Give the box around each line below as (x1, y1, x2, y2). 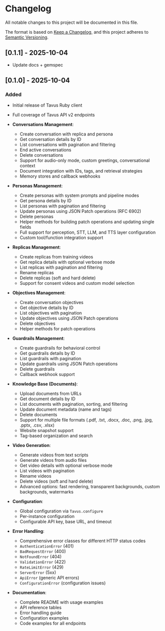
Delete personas (19, 214, 54, 220)
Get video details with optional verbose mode (19, 462, 112, 469)
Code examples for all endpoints (19, 621, 86, 627)
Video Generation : (12, 442, 51, 448)
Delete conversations (19, 152, 63, 158)
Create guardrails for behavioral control (19, 345, 101, 351)
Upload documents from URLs (19, 390, 82, 397)
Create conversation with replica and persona (19, 131, 113, 137)
